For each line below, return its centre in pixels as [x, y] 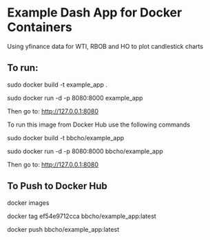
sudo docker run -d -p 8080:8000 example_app [75, 98]
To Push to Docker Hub [57, 186]
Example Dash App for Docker [95, 13]
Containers [40, 27]
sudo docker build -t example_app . [57, 85]
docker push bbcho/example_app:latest [63, 229]
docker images [28, 203]
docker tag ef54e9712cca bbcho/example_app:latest [82, 216]
